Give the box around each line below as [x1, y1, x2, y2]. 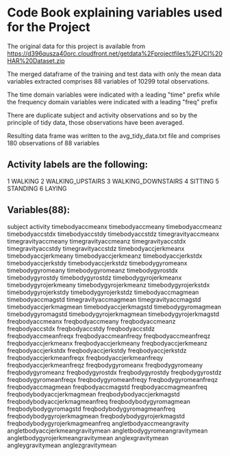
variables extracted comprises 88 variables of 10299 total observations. [7, 77, 210, 85]
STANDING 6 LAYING [7, 184, 67, 193]
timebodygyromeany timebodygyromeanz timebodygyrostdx [7, 266, 179, 274]
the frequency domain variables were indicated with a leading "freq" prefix [7, 97, 218, 106]
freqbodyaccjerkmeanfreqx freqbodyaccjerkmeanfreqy [7, 353, 164, 361]
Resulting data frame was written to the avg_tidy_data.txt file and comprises [7, 132, 221, 140]
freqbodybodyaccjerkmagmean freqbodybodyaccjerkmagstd [7, 389, 180, 398]
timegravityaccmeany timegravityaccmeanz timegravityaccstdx [7, 237, 186, 245]
